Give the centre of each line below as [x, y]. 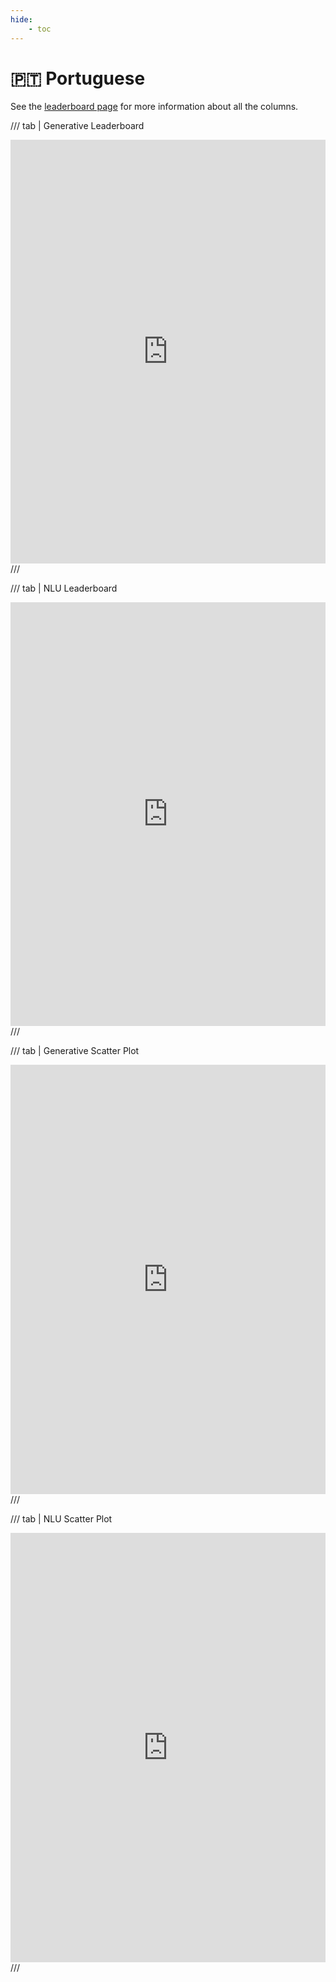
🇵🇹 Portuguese [78, 78]
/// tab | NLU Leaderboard [64, 588]
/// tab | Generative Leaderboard [77, 126]
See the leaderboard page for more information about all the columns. [154, 107]
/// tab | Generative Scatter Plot [75, 1051]
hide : [21, 19]
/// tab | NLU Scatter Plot [61, 1519]
